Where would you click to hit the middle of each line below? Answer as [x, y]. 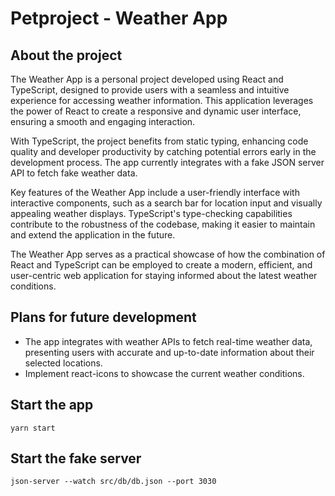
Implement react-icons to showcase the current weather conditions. [164, 373]
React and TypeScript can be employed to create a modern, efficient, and [161, 265]
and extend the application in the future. [93, 235]
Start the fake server [76, 458]
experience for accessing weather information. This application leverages [162, 100]
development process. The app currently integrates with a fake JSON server [167, 162]
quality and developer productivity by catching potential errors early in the [163, 151]
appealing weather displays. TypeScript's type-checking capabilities [151, 213]
